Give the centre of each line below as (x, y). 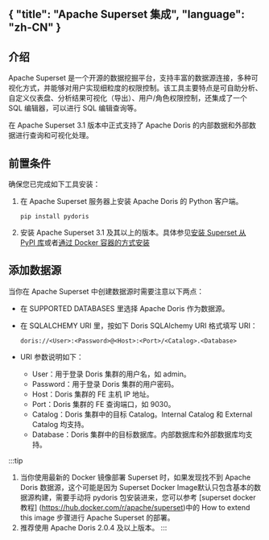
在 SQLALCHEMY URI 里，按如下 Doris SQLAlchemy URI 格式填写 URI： (139, 326)
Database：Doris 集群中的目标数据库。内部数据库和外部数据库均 (139, 434)
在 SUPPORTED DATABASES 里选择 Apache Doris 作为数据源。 (124, 308)
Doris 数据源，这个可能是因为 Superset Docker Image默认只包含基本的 (137, 487)
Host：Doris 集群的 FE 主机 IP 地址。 (93, 394)
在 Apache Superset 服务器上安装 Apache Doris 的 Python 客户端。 (131, 201)
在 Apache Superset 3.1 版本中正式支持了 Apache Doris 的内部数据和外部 (129, 125)
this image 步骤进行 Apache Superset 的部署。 (97, 517)
